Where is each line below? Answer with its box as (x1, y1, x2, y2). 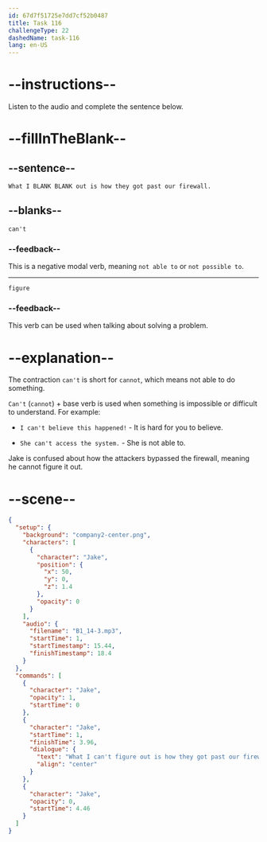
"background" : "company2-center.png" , (22, 531, 151, 540)
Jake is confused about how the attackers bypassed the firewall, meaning (8, 454, 250, 463)
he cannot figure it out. (8, 462, 83, 472)
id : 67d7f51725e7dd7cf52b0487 (8, 11, 109, 20)
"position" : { (37, 560, 83, 569)
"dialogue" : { (29, 746, 77, 754)
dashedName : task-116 (8, 33, 80, 42)
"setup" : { (15, 524, 52, 532)
